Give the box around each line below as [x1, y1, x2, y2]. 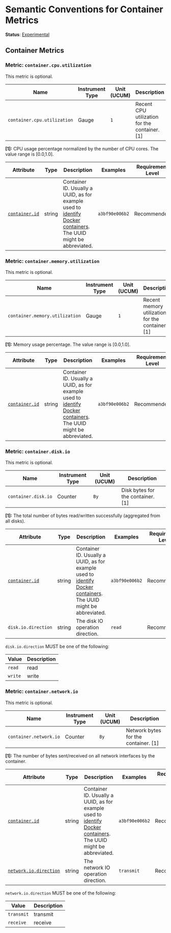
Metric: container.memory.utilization [5, 257, 100, 265]
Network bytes [126, 727, 161, 734]
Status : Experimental [5, 31, 50, 37]
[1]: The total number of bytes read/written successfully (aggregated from [5, 513, 160, 519]
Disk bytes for [121, 487, 155, 494]
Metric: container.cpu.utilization [5, 61, 92, 69]
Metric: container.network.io [5, 688, 78, 695]
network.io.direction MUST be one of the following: [5, 889, 116, 896]
